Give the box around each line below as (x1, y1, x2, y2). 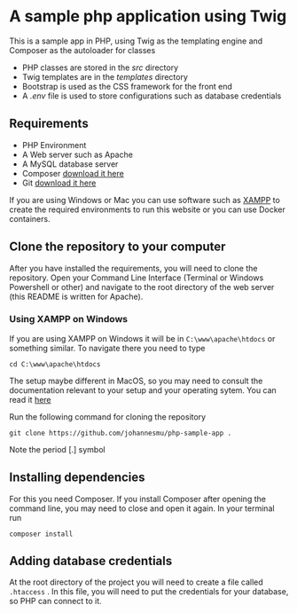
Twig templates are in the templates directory (21, 71, 189, 82)
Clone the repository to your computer (9, 240, 226, 255)
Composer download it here (21, 168, 124, 178)
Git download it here (21, 177, 97, 188)
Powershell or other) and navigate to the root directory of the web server (9, 281, 275, 292)
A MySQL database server (21, 158, 119, 169)
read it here (9, 394, 51, 405)
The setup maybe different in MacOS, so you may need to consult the (9, 375, 263, 386)
